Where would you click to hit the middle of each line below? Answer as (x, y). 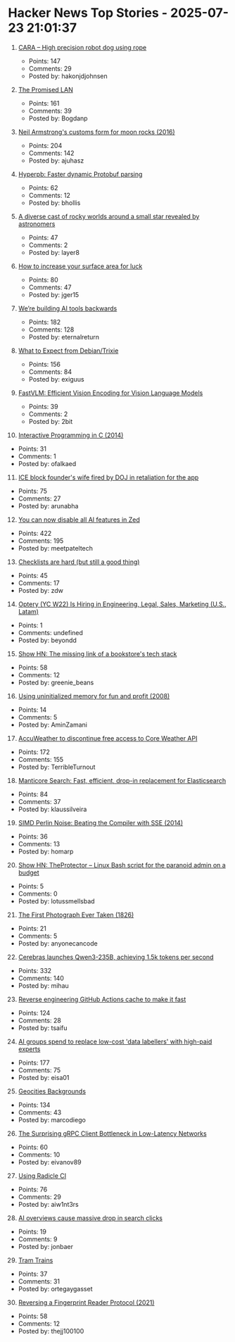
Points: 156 (45, 364)
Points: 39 (43, 406)
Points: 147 (44, 61)
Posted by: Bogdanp (58, 118)
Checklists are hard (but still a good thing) (79, 562)
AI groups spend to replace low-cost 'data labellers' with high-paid (115, 1041)
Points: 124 (34, 1012)
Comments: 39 (50, 111)
